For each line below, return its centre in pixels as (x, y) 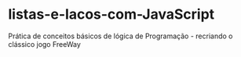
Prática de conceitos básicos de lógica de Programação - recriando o (120, 36)
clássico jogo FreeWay (44, 44)
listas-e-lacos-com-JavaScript (111, 14)
